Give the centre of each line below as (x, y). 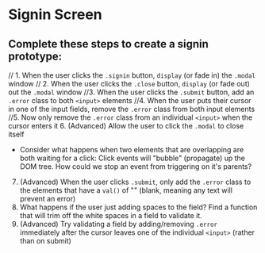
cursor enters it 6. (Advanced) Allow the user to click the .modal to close (126, 126)
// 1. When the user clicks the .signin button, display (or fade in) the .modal (132, 75)
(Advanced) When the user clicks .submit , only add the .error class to (135, 182)
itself (16, 134)
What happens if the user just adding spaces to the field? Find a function (138, 207)
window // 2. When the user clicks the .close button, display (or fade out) (129, 84)
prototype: (35, 56)
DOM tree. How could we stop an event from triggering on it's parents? (136, 167)
